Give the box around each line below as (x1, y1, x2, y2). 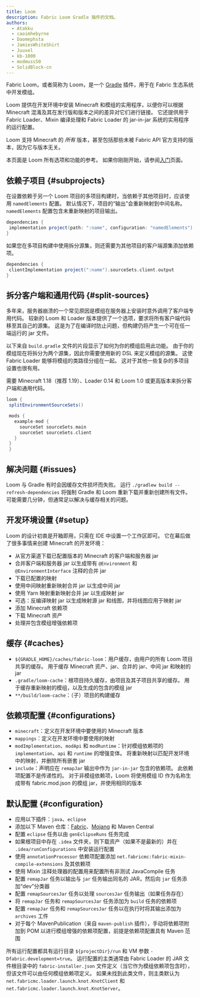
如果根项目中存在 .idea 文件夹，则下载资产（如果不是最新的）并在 (14, 838, 177, 845)
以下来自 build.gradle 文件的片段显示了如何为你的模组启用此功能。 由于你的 (6, 342, 194, 349)
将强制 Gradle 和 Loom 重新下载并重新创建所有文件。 (61, 488, 191, 495)
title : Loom (6, 8, 36, 15)
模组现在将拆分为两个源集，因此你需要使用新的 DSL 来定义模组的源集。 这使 (6, 350, 193, 357)
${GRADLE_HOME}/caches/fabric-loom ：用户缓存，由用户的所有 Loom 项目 (14, 655, 193, 662)
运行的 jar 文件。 (11, 330, 52, 337)
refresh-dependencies (6, 489, 60, 495)
